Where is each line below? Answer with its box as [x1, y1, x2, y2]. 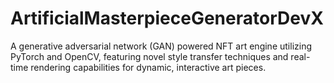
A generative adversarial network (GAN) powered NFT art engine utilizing [10, 40, 312, 52]
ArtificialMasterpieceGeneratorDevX [10, 7, 324, 30]
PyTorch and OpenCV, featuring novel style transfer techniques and [10, 50, 289, 62]
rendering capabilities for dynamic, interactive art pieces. [30, 61, 267, 73]
